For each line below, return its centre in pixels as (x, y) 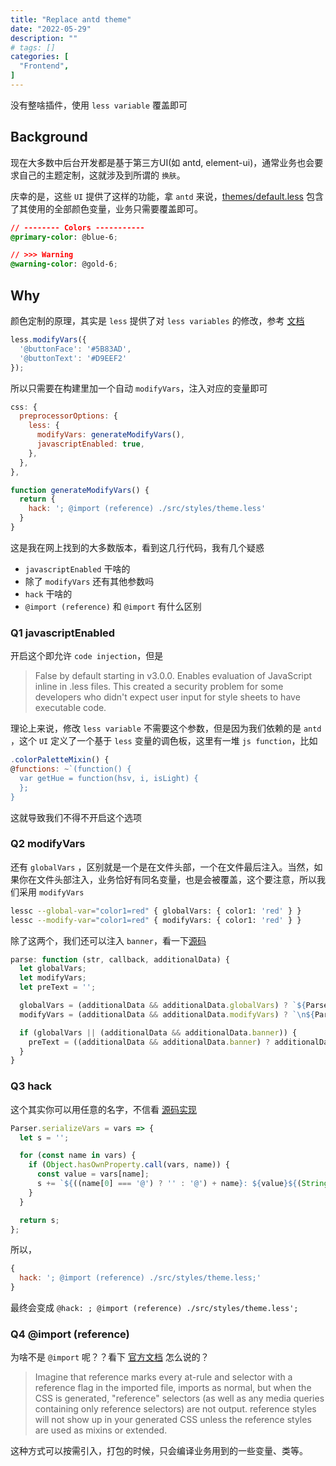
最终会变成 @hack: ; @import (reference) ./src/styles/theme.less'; (154, 1308)
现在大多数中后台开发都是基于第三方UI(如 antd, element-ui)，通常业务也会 (162, 162)
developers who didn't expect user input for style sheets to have (167, 697)
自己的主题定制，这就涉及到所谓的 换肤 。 (102, 175)
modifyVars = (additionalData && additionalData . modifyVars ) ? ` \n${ (167, 1014)
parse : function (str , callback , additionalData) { (120, 959)
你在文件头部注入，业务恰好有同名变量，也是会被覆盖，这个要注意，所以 (167, 879)
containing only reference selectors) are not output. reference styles (175, 1409)
